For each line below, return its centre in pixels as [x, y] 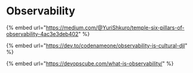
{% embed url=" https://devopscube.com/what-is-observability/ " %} [90, 63]
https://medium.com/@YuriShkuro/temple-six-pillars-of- [115, 28]
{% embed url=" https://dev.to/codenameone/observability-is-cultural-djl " [97, 45]
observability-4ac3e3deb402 [42, 34]
